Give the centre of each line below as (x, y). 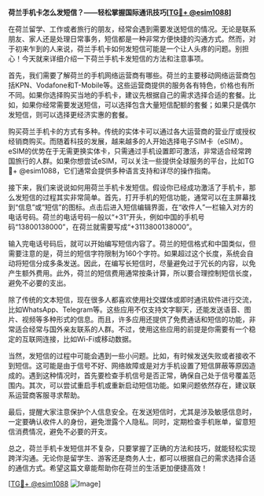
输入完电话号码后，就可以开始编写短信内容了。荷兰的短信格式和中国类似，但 (132, 244)
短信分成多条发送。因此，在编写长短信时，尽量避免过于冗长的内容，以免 (139, 263)
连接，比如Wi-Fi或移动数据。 (89, 339)
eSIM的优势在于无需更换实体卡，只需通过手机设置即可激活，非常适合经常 (126, 151)
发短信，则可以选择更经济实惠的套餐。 (70, 115)
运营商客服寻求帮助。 (49, 395)
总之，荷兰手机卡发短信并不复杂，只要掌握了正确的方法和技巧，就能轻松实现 (132, 448)
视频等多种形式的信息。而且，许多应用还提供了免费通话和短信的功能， (135, 319)
